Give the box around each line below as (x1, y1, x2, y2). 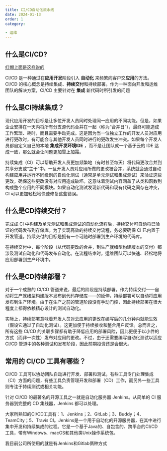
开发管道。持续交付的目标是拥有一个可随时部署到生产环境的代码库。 (5, 233, 145, 239)
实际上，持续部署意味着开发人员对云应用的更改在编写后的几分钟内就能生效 (5, 316, 158, 322)
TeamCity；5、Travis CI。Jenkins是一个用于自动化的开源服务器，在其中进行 (5, 418, 162, 424)
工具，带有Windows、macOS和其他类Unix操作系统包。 (5, 430, 118, 436)
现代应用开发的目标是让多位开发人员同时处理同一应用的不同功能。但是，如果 (5, 117, 162, 123)
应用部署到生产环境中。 (5, 256, 53, 262)
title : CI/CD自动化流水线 (5, 7, 55, 12)
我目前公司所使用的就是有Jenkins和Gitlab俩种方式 (5, 441, 107, 447)
